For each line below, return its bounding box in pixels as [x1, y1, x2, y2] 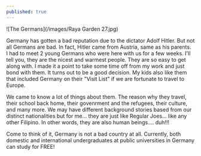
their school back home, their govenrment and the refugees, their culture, [6, 100, 187, 107]
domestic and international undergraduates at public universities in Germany [6, 136, 195, 144]
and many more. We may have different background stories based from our [6, 106, 192, 113]
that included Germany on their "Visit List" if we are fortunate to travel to [6, 75, 184, 82]
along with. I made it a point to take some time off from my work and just [6, 62, 185, 70]
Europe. [6, 82, 26, 89]
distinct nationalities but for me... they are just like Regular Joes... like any [6, 112, 187, 119]
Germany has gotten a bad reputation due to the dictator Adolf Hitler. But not [6, 37, 195, 44]
